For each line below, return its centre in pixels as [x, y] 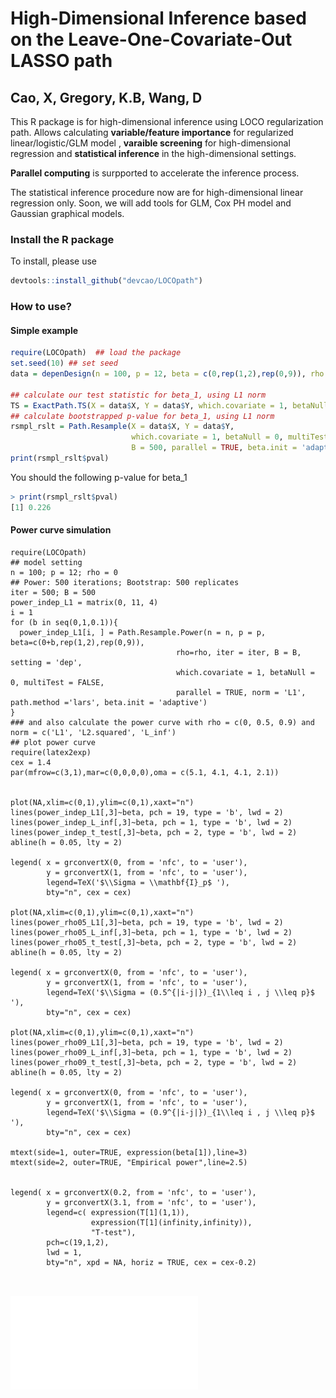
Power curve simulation [61, 530]
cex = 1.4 [31, 762]
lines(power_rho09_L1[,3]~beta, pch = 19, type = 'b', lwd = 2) [147, 1042]
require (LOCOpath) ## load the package [96, 353]
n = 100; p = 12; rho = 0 [64, 572]
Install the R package [62, 239]
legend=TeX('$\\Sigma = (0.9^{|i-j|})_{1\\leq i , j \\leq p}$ [180, 1112]
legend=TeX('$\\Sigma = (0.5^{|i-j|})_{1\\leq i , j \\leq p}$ [180, 992]
